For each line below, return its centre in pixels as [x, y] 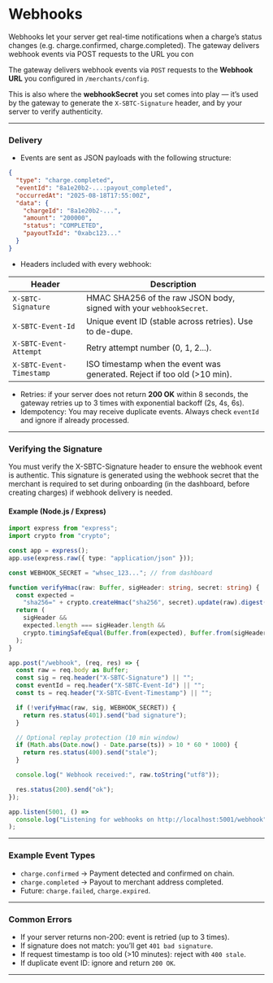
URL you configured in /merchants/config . [79, 78]
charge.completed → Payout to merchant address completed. [122, 882]
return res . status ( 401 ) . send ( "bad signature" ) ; [105, 715]
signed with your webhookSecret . [147, 308]
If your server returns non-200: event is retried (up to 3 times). [125, 937]
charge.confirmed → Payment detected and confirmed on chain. [127, 873]
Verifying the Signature [56, 448]
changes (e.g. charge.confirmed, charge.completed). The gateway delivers [134, 45]
